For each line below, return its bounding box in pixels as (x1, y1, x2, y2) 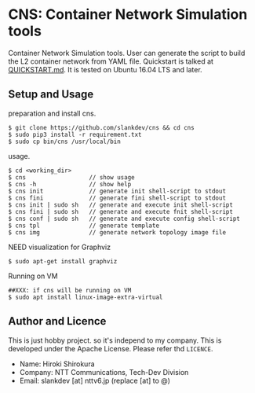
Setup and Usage (8, 88, 94, 101)
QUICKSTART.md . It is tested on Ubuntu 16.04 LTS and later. (8, 64, 202, 74)
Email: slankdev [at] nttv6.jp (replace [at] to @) (19, 376, 171, 385)
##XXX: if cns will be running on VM (8, 286, 132, 294)
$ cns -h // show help (8, 180, 132, 188)
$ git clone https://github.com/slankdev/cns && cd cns (8, 123, 195, 131)
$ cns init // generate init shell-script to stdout (8, 187, 226, 195)
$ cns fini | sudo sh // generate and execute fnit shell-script (8, 208, 234, 215)
